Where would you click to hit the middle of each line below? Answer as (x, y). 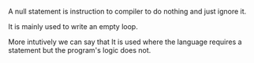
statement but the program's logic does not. (80, 50)
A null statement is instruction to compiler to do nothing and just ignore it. (127, 11)
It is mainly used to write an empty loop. (73, 26)
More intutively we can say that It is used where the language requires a (125, 42)
